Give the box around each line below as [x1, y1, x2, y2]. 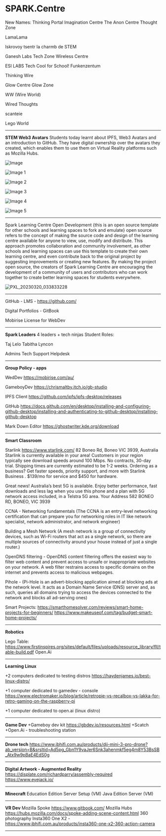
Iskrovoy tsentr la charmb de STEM [5, 43, 77, 49]
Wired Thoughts [5, 101, 38, 107]
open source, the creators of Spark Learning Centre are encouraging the [5, 264, 153, 270]
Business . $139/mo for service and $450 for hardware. [5, 473, 118, 479]
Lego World [5, 120, 29, 126]
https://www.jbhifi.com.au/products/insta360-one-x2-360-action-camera [5, 821, 155, 827]
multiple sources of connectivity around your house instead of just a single [5, 539, 157, 544]
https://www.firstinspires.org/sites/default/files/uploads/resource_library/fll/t [5, 643, 161, 650]
